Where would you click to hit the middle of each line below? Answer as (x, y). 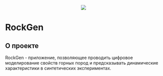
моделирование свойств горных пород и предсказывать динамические (82, 63)
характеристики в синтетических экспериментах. (58, 68)
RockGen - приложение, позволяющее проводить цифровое (69, 58)
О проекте (22, 45)
